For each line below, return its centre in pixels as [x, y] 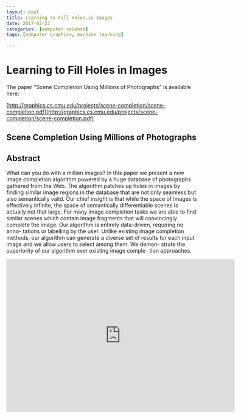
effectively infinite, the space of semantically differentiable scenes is [92, 206]
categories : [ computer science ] [47, 29]
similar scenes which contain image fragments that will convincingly [92, 218]
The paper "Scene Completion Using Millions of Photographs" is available [99, 87]
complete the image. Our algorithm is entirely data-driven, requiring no [95, 225]
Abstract [23, 158]
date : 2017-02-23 [28, 23]
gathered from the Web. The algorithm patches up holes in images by [93, 186]
